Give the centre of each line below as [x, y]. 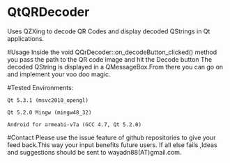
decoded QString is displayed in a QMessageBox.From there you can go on [115, 67]
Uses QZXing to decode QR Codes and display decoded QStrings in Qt [109, 31]
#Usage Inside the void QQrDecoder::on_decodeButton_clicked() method [112, 52]
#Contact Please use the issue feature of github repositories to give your [112, 137]
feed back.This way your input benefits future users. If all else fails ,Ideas [112, 145]
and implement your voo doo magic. [59, 74]
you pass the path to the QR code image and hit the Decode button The [110, 59]
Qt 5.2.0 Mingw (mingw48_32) [49, 112]
